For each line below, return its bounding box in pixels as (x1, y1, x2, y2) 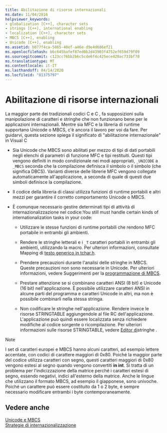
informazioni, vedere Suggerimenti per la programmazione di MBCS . (19, 270, 161, 276)
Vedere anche (5, 403, 50, 412)
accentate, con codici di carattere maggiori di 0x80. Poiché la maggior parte (5, 351, 162, 357)
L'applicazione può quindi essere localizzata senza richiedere (19, 316, 147, 322)
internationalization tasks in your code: (12, 214, 92, 221)
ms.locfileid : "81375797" (5, 73, 59, 78)
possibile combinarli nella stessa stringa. (19, 296, 104, 302)
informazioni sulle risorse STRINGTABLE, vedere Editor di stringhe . (19, 327, 157, 333)
